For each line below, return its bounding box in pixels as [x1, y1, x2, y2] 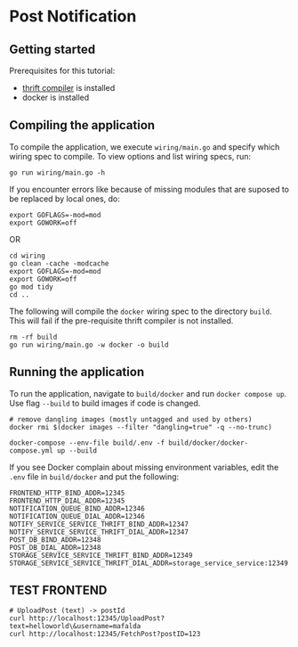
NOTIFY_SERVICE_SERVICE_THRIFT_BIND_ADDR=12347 [9, 520, 189, 528]
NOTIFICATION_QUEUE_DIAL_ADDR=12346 [9, 512, 145, 520]
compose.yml [9, 446, 53, 455]
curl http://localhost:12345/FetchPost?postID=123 [9, 630, 201, 639]
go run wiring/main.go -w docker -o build [9, 340, 169, 349]
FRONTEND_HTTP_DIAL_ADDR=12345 [9, 496, 125, 505]
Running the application [9, 364, 145, 380]
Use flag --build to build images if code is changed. [9, 397, 201, 408]
